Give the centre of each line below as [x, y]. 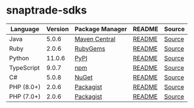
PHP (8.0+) [25, 87]
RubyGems [90, 48]
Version [58, 29]
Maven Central [95, 39]
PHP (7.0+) [25, 96]
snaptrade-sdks [47, 10]
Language [25, 29]
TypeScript [24, 67]
